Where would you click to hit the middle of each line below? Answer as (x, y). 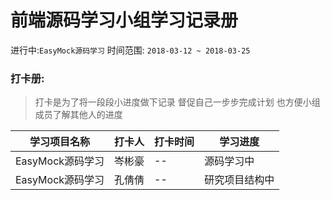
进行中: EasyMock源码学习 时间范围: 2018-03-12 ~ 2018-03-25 (130, 50)
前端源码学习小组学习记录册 (124, 20)
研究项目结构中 (239, 180)
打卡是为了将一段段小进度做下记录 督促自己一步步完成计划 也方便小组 (177, 102)
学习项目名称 (60, 142)
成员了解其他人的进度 (78, 115)
